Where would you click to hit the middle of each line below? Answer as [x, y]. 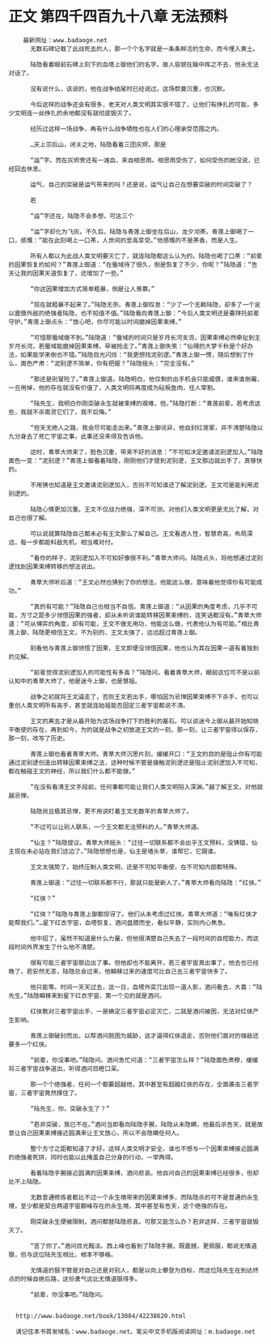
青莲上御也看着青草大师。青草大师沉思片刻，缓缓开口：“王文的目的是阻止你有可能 [146, 754]
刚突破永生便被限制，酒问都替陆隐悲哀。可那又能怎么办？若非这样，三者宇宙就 [141, 1222]
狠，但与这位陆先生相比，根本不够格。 [63, 1254]
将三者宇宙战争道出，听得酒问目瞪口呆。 [66, 1068]
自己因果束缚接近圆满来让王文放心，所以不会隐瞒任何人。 [102, 1133]
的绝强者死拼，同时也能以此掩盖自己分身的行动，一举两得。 [93, 1157]
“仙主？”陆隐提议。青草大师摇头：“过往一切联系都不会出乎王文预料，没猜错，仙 [144, 843]
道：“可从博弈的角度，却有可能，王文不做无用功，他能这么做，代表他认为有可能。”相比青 [134, 624]
